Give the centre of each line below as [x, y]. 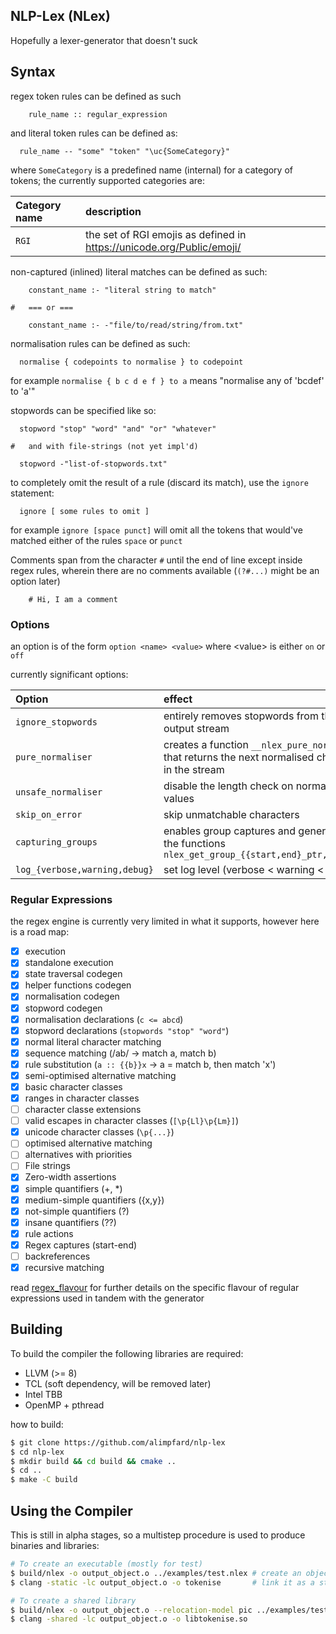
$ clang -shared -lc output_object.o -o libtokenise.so [129, 1619]
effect [178, 699]
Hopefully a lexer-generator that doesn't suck [104, 40]
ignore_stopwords [56, 722]
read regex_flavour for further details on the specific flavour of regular [155, 1288]
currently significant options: [69, 674]
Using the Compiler [71, 1510]
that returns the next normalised [239, 757]
